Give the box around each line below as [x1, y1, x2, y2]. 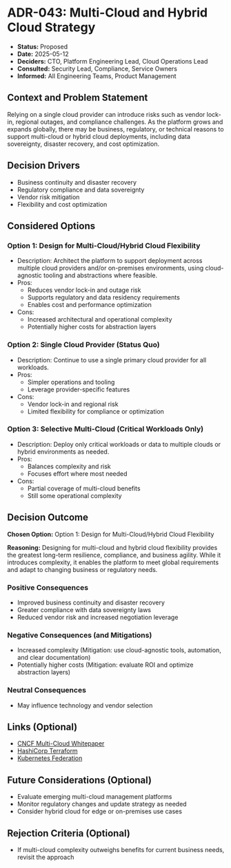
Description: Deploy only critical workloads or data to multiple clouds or [17, 440, 221, 448]
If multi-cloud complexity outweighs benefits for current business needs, [17, 845, 225, 853]
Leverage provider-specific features [27, 385, 130, 394]
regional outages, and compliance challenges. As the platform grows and [15, 118, 223, 126]
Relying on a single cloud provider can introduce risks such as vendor [7, 110, 205, 118]
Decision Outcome [7, 512, 88, 524]
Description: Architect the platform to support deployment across [17, 257, 203, 265]
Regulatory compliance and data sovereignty [17, 185, 145, 194]
